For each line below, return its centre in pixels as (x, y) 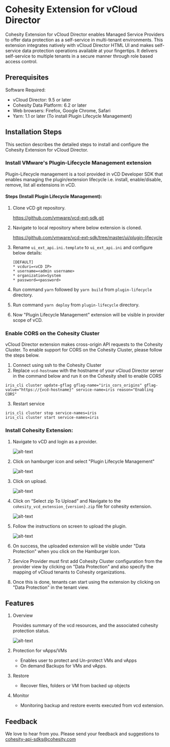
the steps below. (22, 355)
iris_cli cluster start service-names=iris (52, 418)
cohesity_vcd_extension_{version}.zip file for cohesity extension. (82, 506)
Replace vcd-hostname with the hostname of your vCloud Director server (88, 370)
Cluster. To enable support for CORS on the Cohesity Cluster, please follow (84, 350)
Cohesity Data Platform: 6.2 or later (50, 105)
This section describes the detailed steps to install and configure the (77, 144)
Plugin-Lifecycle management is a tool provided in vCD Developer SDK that (84, 174)
